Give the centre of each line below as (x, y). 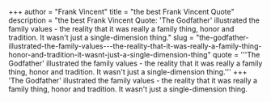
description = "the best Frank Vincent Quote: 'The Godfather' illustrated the (134, 20)
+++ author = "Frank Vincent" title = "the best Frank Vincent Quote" (121, 12)
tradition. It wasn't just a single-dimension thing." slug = (101, 37)
